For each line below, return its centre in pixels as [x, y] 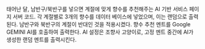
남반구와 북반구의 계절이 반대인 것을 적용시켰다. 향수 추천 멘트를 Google [105, 24]
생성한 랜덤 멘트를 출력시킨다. [42, 40]
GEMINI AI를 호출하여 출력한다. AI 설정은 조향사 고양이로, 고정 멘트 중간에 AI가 [100, 32]
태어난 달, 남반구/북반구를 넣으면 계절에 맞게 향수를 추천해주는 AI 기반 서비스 [97, 9]
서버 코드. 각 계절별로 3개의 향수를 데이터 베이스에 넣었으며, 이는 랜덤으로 [100, 17]
